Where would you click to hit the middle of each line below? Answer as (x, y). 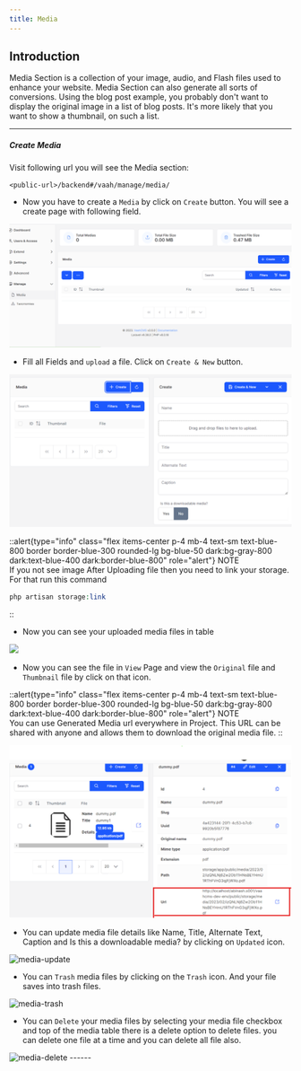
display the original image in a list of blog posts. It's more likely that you (141, 107)
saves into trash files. (61, 986)
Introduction (45, 57)
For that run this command (58, 580)
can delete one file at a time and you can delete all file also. (132, 1040)
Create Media (35, 145)
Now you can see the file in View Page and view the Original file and (149, 667)
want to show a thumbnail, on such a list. (84, 116)
